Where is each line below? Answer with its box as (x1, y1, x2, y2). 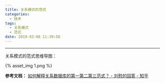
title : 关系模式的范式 (5, 7, 47, 12)
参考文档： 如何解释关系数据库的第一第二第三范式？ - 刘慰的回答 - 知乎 (5, 73, 149, 79)
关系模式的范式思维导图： (5, 53, 57, 59)
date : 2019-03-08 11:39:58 (5, 35, 60, 40)
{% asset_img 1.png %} (5, 62, 53, 68)
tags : (5, 21, 16, 26)
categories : (5, 12, 29, 17)
